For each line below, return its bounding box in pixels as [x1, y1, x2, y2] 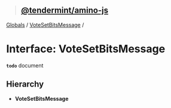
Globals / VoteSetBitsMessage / [6, 21, 84, 28]
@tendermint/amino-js [20, 5, 109, 16]
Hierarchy [6, 79, 44, 90]
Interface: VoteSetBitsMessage [6, 42, 166, 55]
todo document [6, 61, 44, 69]
